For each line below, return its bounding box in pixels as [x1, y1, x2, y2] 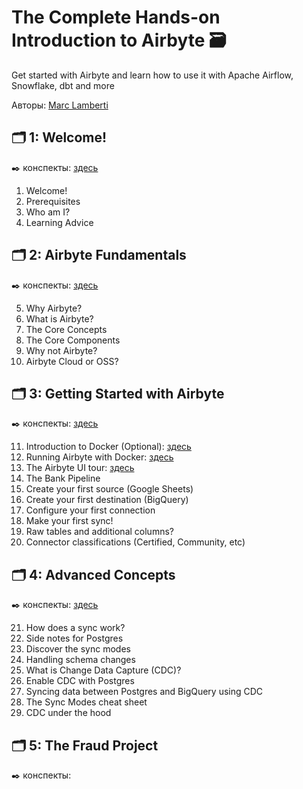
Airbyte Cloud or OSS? [25, 355, 119, 367]
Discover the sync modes [25, 643, 131, 655]
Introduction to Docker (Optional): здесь [25, 441, 192, 453]
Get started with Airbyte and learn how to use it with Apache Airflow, [11, 69, 294, 81]
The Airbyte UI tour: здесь [25, 462, 135, 474]
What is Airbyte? [25, 312, 94, 325]
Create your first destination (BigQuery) [25, 494, 189, 506]
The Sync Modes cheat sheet [25, 696, 148, 708]
